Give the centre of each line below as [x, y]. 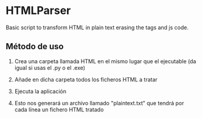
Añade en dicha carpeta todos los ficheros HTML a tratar [86, 79]
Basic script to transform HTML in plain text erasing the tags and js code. [97, 27]
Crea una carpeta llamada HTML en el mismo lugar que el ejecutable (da [105, 61]
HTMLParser [38, 11]
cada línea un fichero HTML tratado [59, 109]
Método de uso [35, 47]
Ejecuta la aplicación [40, 91]
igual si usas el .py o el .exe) [50, 68]
